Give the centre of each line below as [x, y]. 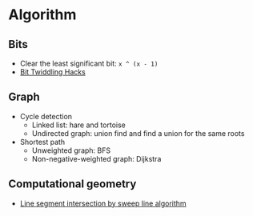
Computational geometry [72, 184]
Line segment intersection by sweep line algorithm [103, 203]
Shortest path [42, 142]
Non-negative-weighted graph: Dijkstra [96, 158]
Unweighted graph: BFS [71, 150]
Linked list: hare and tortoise [78, 125]
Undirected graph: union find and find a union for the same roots [138, 133]
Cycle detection [46, 116]
